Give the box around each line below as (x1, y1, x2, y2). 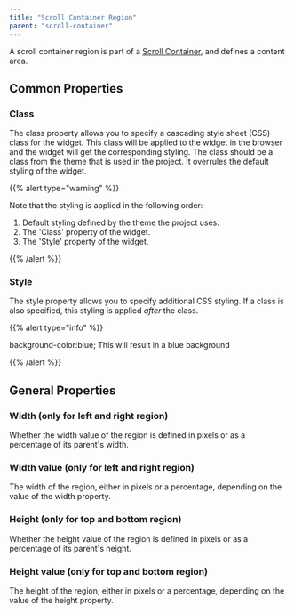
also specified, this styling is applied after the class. (9, 305, 199, 316)
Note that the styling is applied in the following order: (9, 200, 203, 211)
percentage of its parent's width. (9, 440, 129, 450)
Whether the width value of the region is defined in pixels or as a (9, 430, 246, 440)
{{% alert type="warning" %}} (9, 183, 120, 194)
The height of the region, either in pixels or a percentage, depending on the (9, 586, 285, 596)
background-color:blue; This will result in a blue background (9, 340, 230, 351)
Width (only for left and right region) (9, 409, 169, 422)
